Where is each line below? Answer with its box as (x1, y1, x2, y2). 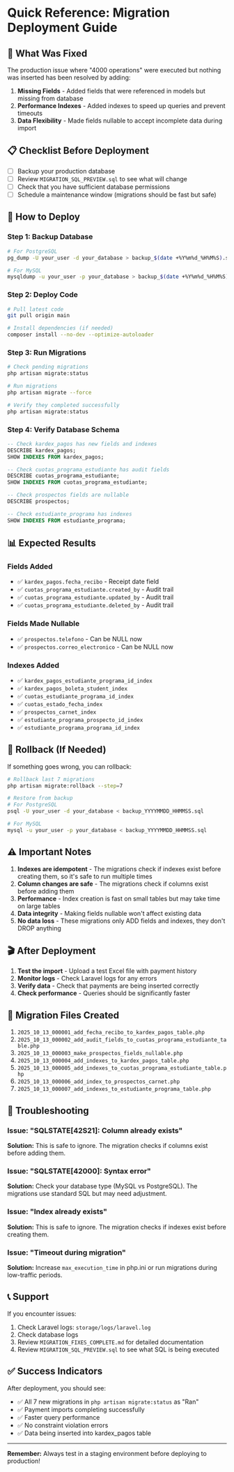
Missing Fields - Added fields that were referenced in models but (17, 87, 205, 95)
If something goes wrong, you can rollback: (7, 762, 132, 771)
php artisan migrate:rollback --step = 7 (7, 782, 123, 789)
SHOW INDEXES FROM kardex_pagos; (7, 453, 104, 461)
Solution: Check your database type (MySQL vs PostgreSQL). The (7, 1182, 198, 1190)
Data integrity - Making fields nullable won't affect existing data (17, 909, 202, 917)
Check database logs (17, 1330, 79, 1339)
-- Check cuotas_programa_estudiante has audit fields (7, 466, 170, 473)
